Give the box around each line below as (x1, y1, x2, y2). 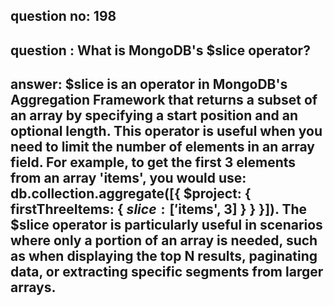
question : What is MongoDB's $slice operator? (10, 42, 311, 59)
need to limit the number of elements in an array (10, 139, 315, 156)
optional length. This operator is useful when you (10, 123, 323, 140)
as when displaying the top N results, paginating (10, 248, 318, 265)
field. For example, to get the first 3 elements (10, 154, 297, 171)
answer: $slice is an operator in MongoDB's (10, 76, 288, 93)
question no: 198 (10, 8, 117, 25)
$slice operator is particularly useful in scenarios (10, 217, 323, 234)
